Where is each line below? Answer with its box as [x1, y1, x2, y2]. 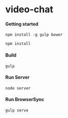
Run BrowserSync [5, 96, 44, 103]
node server [5, 86, 31, 91]
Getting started [5, 21, 38, 27]
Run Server [5, 74, 30, 81]
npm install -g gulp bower [5, 32, 63, 37]
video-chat [5, 4, 54, 15]
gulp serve [5, 108, 29, 113]
